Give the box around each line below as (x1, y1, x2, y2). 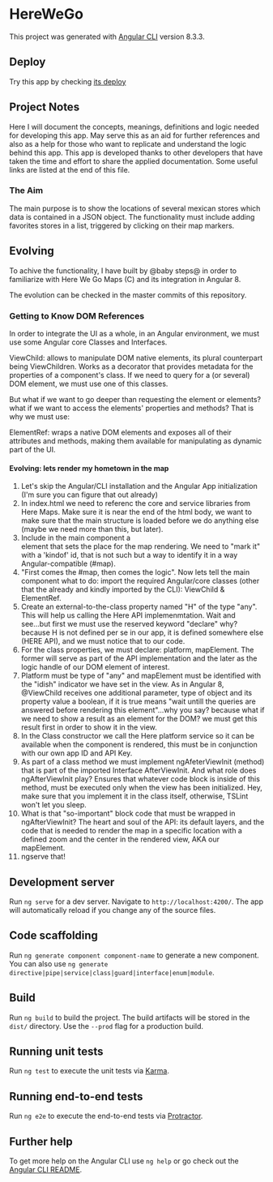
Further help (9, 1134, 74, 1148)
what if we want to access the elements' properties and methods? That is (9, 403, 254, 413)
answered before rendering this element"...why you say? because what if (20, 705, 266, 715)
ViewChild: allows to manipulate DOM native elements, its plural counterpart (9, 353, 262, 362)
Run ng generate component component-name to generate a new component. (9, 950, 260, 960)
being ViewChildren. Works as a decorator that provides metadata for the (9, 362, 254, 371)
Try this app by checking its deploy (9, 76, 126, 86)
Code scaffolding (9, 929, 98, 943)
